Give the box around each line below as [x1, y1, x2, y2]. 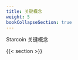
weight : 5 [6, 14, 30, 20]
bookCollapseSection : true [6, 19, 72, 25]
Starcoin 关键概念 [6, 36, 49, 43]
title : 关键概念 [6, 8, 42, 15]
